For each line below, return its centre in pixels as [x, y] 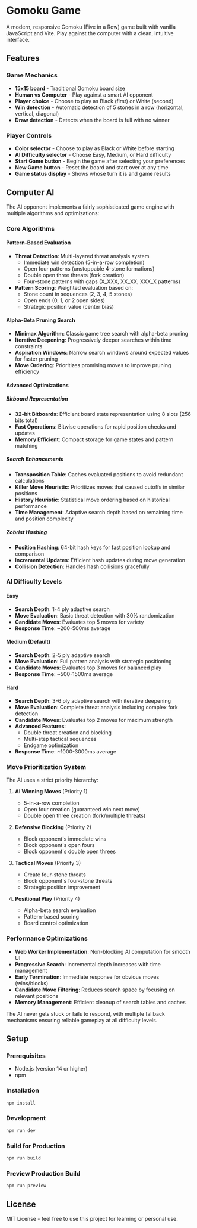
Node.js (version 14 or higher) [51, 1069]
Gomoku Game [44, 10]
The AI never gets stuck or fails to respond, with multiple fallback [85, 1013]
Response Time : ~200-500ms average [63, 628]
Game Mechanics [32, 75]
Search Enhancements [35, 459]
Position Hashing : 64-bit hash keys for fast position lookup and [93, 547]
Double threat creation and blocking [67, 733]
